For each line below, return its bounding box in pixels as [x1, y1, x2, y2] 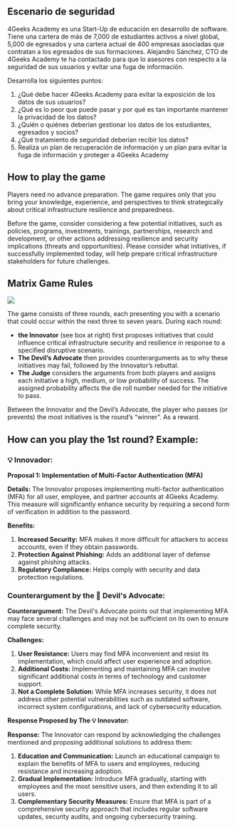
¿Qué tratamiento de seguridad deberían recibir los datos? [17, 135, 189, 144]
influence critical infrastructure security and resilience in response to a [17, 338, 226, 347]
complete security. [7, 622, 63, 631]
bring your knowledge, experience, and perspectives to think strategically [7, 197, 223, 206]
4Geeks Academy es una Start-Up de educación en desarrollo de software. [7, 24, 229, 33]
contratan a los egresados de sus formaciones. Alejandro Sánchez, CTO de [7, 47, 228, 56]
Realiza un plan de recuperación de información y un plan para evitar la [17, 142, 227, 152]
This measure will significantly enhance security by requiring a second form [7, 500, 230, 508]
